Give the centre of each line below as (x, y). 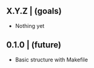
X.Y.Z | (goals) (34, 11)
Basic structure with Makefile (51, 59)
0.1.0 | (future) (34, 45)
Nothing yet (30, 25)
